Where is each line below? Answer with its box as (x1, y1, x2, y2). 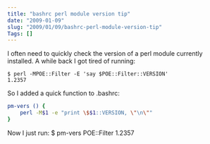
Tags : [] (7, 30, 33, 37)
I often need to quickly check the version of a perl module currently (7, 49, 203, 58)
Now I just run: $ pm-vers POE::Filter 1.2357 (7, 128, 135, 137)
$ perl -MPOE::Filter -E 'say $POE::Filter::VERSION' (7, 71, 169, 78)
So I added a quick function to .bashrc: (7, 89, 120, 97)
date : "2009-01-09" (7, 17, 65, 24)
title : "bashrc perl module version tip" (7, 10, 131, 18)
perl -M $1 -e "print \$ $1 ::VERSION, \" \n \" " (20, 109, 153, 116)
